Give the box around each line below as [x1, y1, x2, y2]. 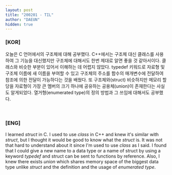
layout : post [5, 7, 33, 13]
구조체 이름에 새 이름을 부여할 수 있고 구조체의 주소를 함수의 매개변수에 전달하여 [5, 70, 164, 76]
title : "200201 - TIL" [5, 12, 54, 17]
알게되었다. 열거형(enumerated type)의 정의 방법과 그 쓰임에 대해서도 [10, 89, 150, 95]
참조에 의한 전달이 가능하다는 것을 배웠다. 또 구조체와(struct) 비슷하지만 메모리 [5, 76, 162, 82]
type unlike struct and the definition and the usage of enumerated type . [5, 164, 156, 170]
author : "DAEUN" [5, 17, 40, 22]
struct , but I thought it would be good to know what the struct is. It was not [5, 137, 163, 143]
